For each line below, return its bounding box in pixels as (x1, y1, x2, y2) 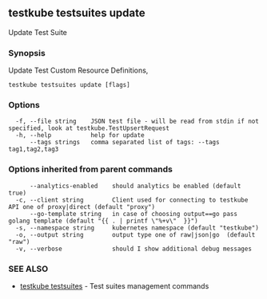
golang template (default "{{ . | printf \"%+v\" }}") (8, 217, 198, 225)
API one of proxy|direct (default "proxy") (8, 203, 156, 210)
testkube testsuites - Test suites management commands (19, 281, 209, 290)
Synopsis (8, 47, 46, 58)
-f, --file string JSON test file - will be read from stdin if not (15, 117, 260, 126)
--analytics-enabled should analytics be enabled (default (29, 182, 241, 190)
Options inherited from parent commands (8, 163, 173, 175)
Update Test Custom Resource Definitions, (8, 65, 149, 75)
